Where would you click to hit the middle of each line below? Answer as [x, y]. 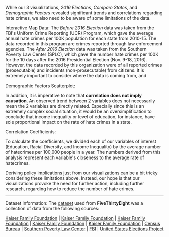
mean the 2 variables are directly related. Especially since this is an [75, 106]
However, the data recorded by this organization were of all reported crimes [84, 65]
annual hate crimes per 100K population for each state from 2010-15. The [81, 38]
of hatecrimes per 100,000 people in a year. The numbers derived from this [83, 152]
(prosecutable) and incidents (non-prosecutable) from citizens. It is [75, 70]
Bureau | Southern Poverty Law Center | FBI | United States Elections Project [84, 229]
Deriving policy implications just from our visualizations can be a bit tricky [81, 173]
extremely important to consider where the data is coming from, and [76, 76]
